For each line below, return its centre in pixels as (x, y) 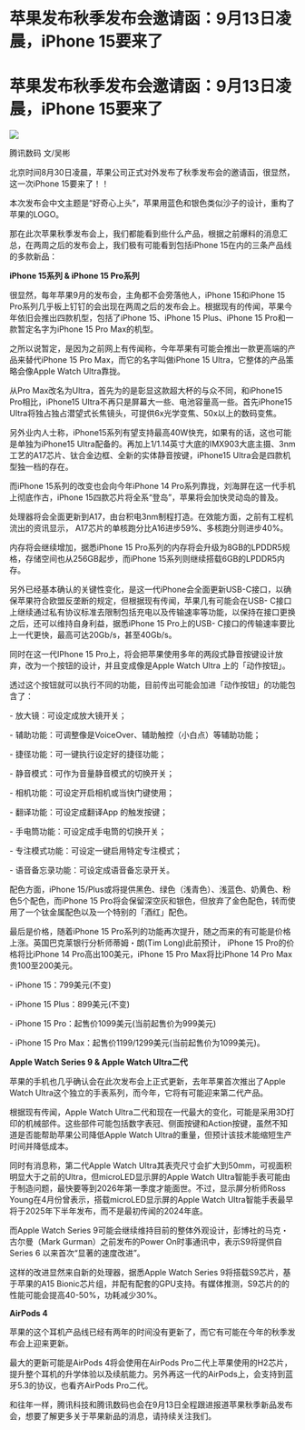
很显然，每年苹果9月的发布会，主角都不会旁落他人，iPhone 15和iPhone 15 (148, 295)
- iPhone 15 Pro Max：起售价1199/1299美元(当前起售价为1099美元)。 (137, 1043)
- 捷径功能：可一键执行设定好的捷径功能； (88, 755)
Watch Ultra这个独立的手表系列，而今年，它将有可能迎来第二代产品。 (139, 1093)
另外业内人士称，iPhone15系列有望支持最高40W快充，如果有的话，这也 (143, 433)
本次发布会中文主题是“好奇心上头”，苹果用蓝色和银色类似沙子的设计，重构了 (152, 203)
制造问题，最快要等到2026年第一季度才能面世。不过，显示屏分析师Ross (151, 1188)
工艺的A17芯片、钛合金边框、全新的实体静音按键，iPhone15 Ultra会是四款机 (150, 455)
